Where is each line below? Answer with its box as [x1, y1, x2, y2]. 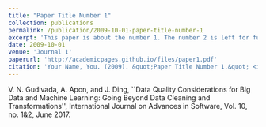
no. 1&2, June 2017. [8, 110, 71, 119]
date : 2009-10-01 [8, 41, 66, 49]
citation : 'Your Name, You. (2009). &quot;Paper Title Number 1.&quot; [8, 63, 249, 71]
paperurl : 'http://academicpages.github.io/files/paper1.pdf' [8, 56, 218, 64]
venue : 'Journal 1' [8, 48, 73, 56]
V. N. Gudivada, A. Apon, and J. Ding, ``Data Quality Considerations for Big [8, 84, 251, 94]
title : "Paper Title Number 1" [8, 11, 112, 20]
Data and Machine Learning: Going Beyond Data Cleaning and [8, 92, 211, 103]
